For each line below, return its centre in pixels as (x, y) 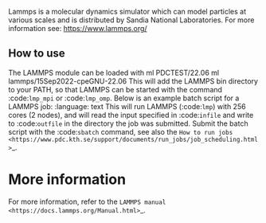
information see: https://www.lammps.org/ (78, 28)
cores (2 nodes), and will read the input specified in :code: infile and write (131, 115)
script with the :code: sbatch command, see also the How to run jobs (121, 131)
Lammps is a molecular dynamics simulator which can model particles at (127, 12)
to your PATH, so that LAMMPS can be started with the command (115, 89)
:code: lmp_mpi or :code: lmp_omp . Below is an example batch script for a (124, 98)
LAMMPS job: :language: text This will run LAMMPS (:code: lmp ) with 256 (127, 106)
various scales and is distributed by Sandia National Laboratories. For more (131, 20)
